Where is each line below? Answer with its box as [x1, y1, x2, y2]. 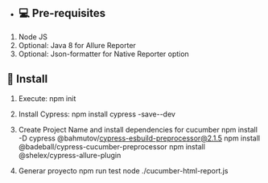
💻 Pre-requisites [18, 6, 106, 20]
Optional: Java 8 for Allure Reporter [18, 40, 137, 50]
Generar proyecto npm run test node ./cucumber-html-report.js [18, 165, 229, 175]
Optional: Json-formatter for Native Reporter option [18, 49, 189, 59]
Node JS [18, 31, 48, 42]
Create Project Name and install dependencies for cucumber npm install [18, 124, 258, 134]
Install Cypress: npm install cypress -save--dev [18, 109, 175, 119]
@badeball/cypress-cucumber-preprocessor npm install [18, 141, 206, 151]
